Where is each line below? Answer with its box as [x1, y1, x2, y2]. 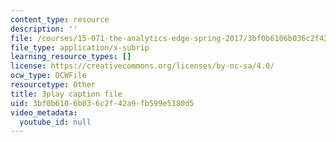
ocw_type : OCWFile [10, 71, 87, 81]
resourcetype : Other [10, 80, 97, 90]
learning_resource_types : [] [10, 52, 132, 62]
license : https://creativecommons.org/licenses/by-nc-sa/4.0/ [10, 61, 275, 71]
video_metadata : [10, 107, 78, 118]
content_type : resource [10, 14, 110, 25]
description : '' [10, 24, 78, 34]
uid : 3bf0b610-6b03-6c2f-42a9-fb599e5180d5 [10, 98, 195, 108]
